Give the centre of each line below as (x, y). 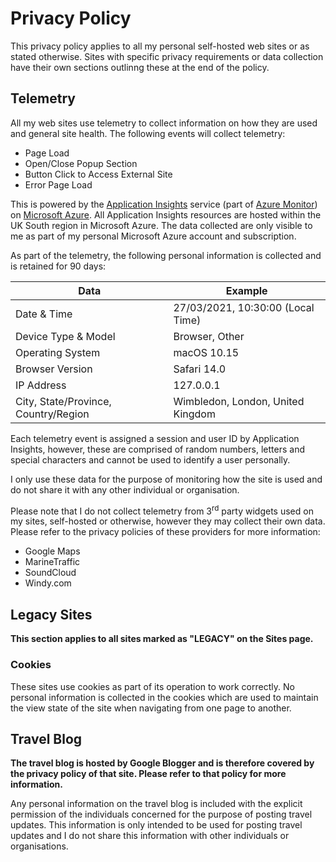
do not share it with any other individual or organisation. (125, 489)
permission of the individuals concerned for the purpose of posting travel (161, 814)
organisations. (39, 846)
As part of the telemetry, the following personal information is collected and (166, 255)
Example (246, 290)
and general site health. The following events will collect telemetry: (148, 133)
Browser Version (54, 369)
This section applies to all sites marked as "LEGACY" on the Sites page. (162, 639)
